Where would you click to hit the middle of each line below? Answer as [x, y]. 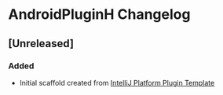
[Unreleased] [41, 44]
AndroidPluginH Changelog [99, 15]
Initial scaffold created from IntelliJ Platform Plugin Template [117, 82]
